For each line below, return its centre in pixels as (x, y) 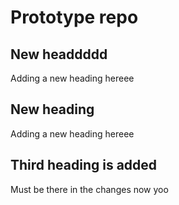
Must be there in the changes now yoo (89, 189)
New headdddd (59, 54)
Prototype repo (74, 17)
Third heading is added (84, 165)
